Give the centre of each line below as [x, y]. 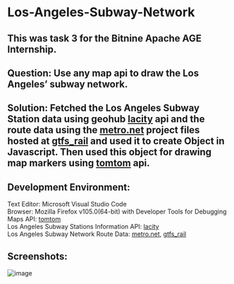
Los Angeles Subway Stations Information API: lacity [84, 227]
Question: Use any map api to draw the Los [103, 73]
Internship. [32, 49]
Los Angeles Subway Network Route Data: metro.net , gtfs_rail [97, 234]
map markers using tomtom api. [79, 163]
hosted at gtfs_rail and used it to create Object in [116, 141]
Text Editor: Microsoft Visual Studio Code [67, 204]
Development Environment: [69, 187]
